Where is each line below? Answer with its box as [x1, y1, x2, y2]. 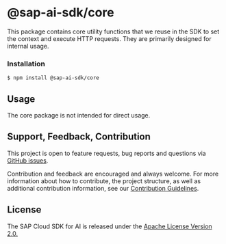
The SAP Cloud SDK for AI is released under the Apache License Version [7, 222, 212, 230]
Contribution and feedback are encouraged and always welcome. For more [7, 170, 219, 178]
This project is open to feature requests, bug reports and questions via [7, 149, 207, 157]
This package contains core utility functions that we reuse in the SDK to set [7, 27, 220, 36]
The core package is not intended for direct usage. [7, 111, 151, 120]
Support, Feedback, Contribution [7, 131, 151, 143]
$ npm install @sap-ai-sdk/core [7, 74, 99, 81]
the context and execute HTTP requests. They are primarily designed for [7, 34, 212, 42]
